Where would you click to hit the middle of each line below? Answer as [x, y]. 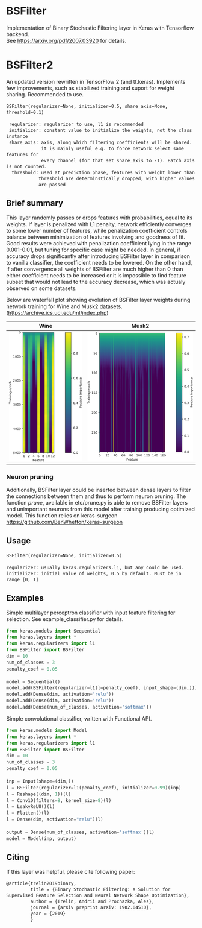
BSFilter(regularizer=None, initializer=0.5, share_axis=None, [87, 106]
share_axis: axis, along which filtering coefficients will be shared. [100, 142]
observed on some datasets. [41, 288]
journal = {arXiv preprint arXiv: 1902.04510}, [91, 908]
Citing [18, 857]
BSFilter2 [30, 65]
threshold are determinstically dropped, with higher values [117, 178]
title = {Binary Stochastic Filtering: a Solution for [100, 890]
